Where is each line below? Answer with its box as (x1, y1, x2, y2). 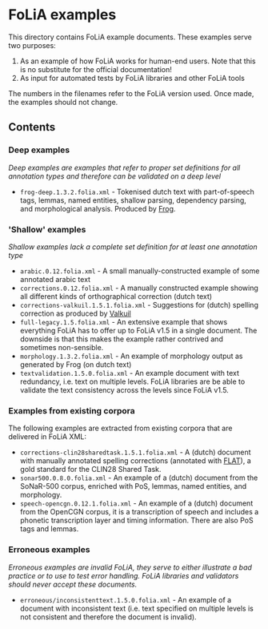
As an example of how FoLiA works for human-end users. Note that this (19, 56, 256, 66)
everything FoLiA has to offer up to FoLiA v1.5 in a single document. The (19, 325, 258, 335)
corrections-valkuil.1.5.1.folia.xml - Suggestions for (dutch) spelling (19, 300, 258, 309)
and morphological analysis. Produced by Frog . (19, 204, 176, 213)
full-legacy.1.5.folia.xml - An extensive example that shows (19, 317, 228, 326)
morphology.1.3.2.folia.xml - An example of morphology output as (19, 351, 243, 361)
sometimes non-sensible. (19, 342, 104, 352)
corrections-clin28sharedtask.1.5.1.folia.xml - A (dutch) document (19, 447, 251, 458)
